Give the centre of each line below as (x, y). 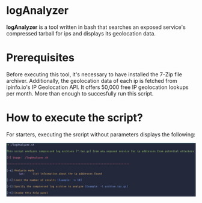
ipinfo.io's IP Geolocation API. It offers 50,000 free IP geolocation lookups (97, 87)
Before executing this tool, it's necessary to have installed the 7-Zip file (94, 74)
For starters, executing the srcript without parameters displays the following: (101, 134)
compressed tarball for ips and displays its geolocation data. (81, 33)
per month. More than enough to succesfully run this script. (80, 93)
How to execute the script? (75, 118)
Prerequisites (41, 58)
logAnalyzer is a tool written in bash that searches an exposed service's (96, 27)
